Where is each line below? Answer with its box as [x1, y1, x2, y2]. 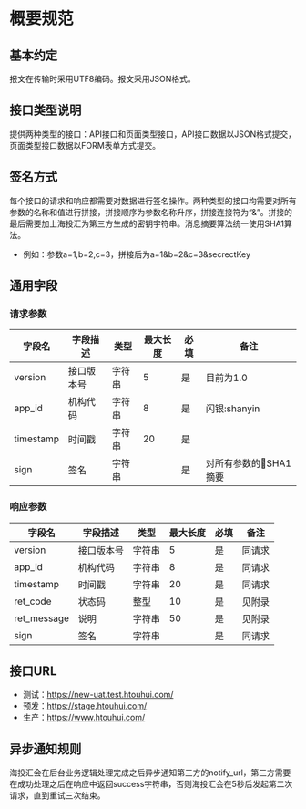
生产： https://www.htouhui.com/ [22, 712, 146, 723]
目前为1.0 [205, 371, 248, 384]
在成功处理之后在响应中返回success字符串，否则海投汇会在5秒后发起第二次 [9, 779, 293, 790]
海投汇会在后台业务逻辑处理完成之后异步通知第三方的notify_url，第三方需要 [9, 767, 291, 778]
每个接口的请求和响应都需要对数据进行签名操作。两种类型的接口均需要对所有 [9, 195, 297, 206]
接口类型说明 [9, 102, 82, 119]
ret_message [14, 612, 70, 625]
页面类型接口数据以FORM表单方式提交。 [9, 140, 161, 150]
